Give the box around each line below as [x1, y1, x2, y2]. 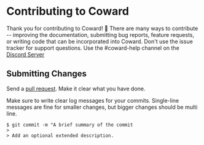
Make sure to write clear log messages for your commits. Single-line [6, 96, 179, 104]
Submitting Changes [6, 69, 87, 79]
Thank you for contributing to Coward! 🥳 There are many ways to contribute [6, 25, 198, 32]
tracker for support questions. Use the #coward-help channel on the [6, 44, 179, 52]
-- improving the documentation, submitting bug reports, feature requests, [6, 31, 195, 38]
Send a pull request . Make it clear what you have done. [6, 85, 146, 92]
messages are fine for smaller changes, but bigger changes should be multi [6, 103, 198, 111]
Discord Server [6, 50, 45, 58]
